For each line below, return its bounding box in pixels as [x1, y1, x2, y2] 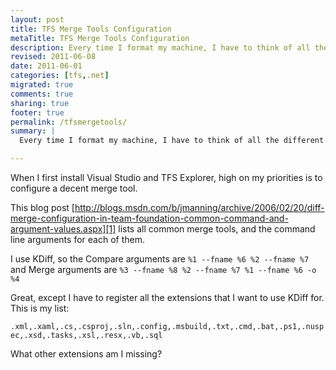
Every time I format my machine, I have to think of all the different [19, 136, 325, 146]
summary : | [10, 126, 56, 136]
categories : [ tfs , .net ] [10, 71, 110, 81]
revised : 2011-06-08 [10, 52, 97, 62]
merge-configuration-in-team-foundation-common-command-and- [10, 212, 289, 224]
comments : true [10, 89, 74, 99]
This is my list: [10, 302, 70, 314]
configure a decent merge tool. [10, 182, 138, 194]
